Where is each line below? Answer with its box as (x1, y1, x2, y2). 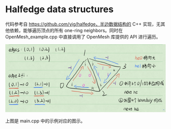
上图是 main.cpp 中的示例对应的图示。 (5, 118, 85, 124)
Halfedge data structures (5, 4, 113, 15)
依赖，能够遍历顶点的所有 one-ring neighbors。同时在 (9, 27, 123, 34)
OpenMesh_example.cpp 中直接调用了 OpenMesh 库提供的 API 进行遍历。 (5, 34, 161, 40)
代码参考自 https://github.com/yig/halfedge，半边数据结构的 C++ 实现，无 (5, 21, 161, 27)
